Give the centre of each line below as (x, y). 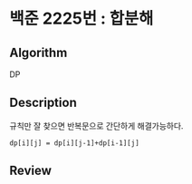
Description (43, 103)
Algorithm (38, 52)
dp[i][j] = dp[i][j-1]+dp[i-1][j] (75, 143)
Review (31, 171)
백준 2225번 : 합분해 (82, 19)
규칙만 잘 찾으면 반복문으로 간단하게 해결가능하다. (96, 126)
